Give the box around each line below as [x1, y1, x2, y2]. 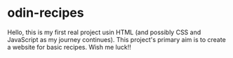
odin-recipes [7, 5, 84, 21]
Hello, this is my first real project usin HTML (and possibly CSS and [7, 28, 201, 36]
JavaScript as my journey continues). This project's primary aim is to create [7, 35, 226, 43]
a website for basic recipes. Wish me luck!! [7, 43, 131, 51]
